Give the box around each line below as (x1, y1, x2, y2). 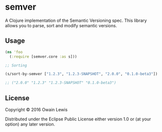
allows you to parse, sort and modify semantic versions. (5, 22, 117, 28)
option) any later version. (5, 121, 55, 127)
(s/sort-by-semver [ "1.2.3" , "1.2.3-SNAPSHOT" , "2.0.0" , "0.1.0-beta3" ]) (5, 72, 158, 77)
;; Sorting (5, 63, 27, 68)
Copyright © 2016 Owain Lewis (5, 106, 68, 113)
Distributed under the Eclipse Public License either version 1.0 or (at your (5, 116, 151, 122)
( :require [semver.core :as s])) (9, 54, 77, 59)
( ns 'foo (5, 49, 23, 54)
